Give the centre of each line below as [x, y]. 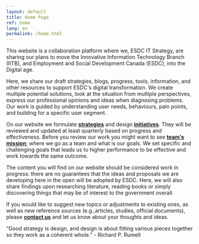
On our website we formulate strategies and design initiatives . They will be [99, 124]
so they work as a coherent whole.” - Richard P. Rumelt [74, 235]
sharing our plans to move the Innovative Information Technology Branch [95, 57]
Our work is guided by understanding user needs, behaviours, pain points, [97, 107]
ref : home [18, 23]
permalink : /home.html [34, 34]
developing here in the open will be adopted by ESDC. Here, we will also [94, 180]
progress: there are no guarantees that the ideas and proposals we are [93, 174]
